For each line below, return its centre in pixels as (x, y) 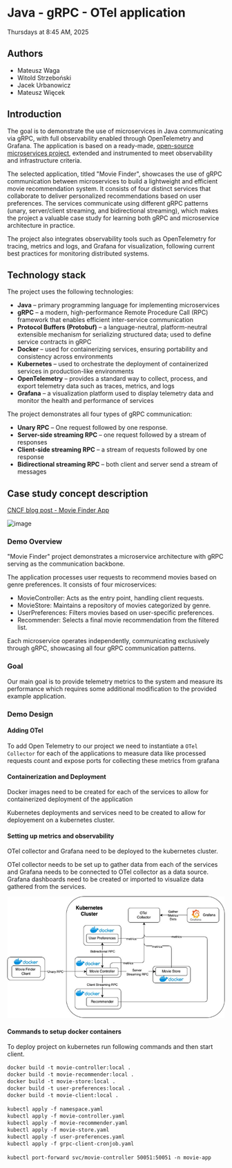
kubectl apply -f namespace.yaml (55, 1109)
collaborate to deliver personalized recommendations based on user (104, 196)
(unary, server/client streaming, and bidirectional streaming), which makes (113, 210)
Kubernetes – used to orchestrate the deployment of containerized (113, 364)
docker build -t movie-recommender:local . (71, 1075)
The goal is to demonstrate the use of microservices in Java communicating (115, 131)
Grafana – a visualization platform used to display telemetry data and (115, 393)
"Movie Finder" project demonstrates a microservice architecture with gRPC (115, 557)
